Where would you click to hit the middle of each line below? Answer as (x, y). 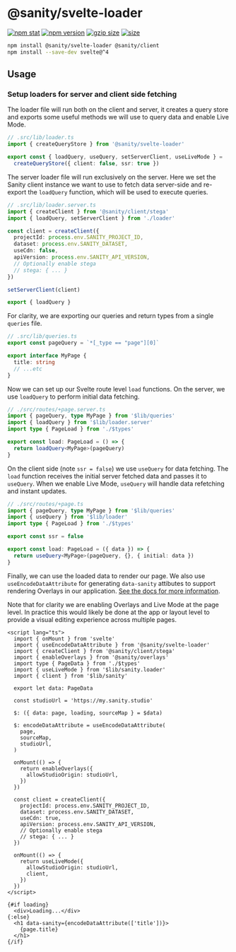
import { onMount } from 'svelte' (64, 639)
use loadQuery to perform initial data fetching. (73, 396)
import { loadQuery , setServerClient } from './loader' (91, 218)
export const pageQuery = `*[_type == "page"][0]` (83, 343)
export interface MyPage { (47, 355)
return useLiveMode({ (52, 861)
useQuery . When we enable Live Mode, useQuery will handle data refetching (116, 483)
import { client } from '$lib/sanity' (71, 676)
